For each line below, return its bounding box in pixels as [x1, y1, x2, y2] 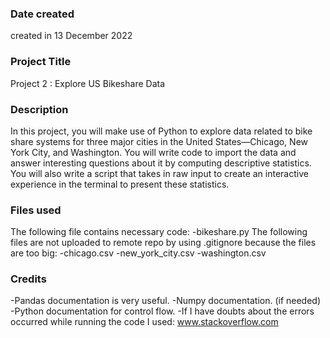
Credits [10, 272, 47, 286]
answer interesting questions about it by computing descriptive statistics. [10, 157, 312, 169]
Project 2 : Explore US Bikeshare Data [10, 77, 166, 89]
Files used [10, 203, 62, 217]
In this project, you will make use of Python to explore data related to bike [10, 125, 313, 137]
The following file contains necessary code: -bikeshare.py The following [10, 226, 308, 238]
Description [10, 102, 69, 116]
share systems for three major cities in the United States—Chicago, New [10, 135, 309, 147]
